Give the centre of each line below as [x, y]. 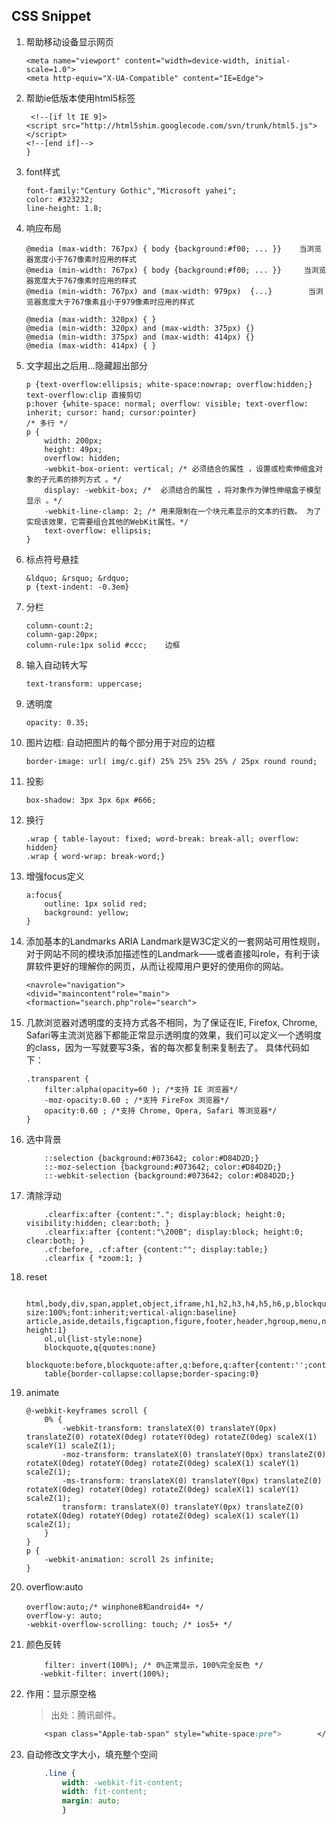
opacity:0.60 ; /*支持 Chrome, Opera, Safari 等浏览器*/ [161, 1110]
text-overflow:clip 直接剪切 [83, 395]
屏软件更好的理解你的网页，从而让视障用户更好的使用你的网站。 [157, 966]
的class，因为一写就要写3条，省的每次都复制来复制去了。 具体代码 [163, 1047]
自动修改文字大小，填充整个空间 [91, 1754]
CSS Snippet [51, 16]
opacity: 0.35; [57, 722]
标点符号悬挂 [52, 559]
